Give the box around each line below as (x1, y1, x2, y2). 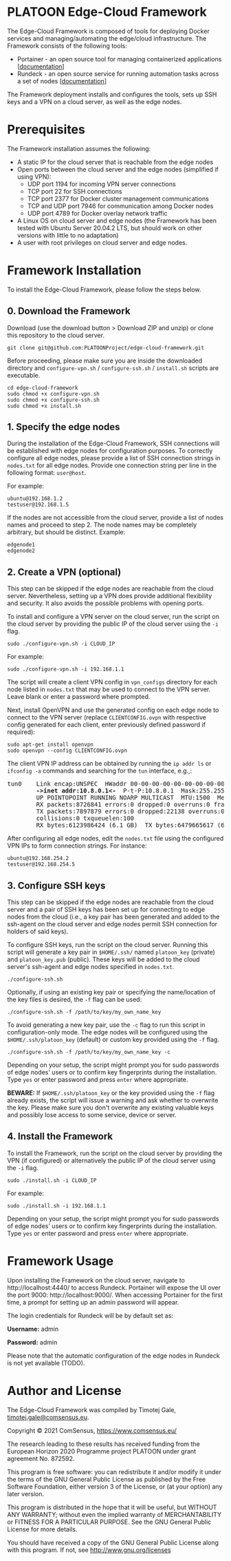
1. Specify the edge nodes (7, 421, 120, 433)
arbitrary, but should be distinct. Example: (7, 528, 126, 536)
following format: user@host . (7, 469, 87, 477)
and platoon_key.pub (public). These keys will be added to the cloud (7, 955, 200, 963)
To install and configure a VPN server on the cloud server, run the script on (7, 613, 220, 621)
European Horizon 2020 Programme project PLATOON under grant (7, 1447, 197, 1455)
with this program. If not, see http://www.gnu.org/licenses (7, 1545, 171, 1554)
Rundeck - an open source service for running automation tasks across (16, 70, 219, 78)
